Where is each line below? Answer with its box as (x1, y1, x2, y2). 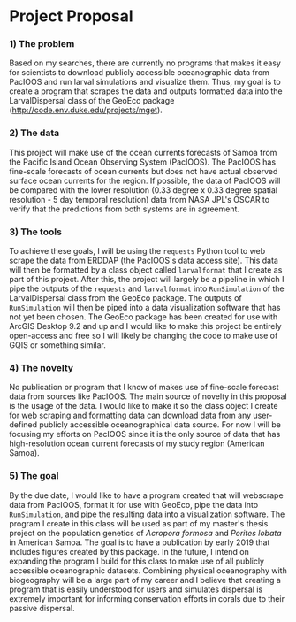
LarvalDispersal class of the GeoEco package (9, 96, 175, 106)
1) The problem (9, 38, 75, 50)
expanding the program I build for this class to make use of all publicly (9, 556, 265, 566)
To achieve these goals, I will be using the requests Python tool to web (9, 246, 266, 257)
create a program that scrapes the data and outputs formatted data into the (9, 86, 283, 96)
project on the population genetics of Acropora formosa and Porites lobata (9, 527, 282, 538)
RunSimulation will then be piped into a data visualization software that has (9, 303, 281, 313)
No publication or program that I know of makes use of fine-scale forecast (9, 382, 280, 393)
